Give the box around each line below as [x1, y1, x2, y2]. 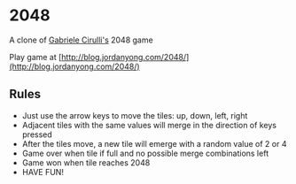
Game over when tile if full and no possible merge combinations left [21, 148, 269, 158]
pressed [21, 129, 53, 140]
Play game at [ [9, 51, 62, 62]
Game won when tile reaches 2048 [21, 157, 151, 168]
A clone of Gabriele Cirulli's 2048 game [9, 34, 153, 45]
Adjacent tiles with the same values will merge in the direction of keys [21, 119, 277, 130]
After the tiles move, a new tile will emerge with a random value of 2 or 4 [21, 138, 287, 149]
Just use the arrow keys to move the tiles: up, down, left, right [21, 110, 248, 120]
